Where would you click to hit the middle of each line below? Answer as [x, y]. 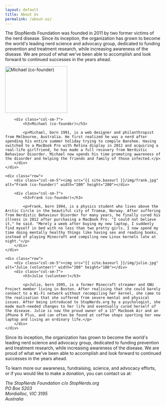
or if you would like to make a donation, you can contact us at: [69, 374]
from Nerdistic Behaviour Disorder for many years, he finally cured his [83, 215]
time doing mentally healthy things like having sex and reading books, [82, 233]
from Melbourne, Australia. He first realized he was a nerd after [76, 137]
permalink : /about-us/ [28, 19]
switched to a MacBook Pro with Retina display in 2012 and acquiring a [82, 146]
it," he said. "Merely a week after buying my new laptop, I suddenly [80, 224]
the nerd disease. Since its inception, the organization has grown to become [83, 38]
